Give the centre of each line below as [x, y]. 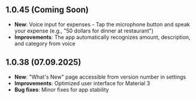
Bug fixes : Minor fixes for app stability [61, 89]
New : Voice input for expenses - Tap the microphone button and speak [102, 24]
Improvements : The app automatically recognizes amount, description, [102, 37]
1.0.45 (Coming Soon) [47, 10]
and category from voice [45, 43]
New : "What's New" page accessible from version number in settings [100, 77]
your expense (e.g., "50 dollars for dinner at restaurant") [84, 31]
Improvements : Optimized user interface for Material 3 [82, 83]
